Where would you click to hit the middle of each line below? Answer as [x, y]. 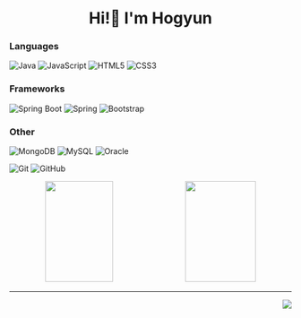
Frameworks [37, 89]
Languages [34, 47]
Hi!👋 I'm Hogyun [150, 18]
